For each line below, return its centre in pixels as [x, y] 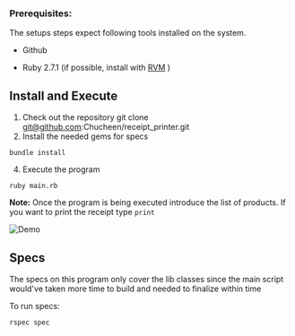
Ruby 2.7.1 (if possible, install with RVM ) [96, 68]
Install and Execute [64, 95]
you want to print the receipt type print [82, 212]
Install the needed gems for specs [85, 136]
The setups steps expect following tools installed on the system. [128, 33]
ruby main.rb [34, 186]
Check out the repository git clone [86, 117]
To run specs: [35, 306]
